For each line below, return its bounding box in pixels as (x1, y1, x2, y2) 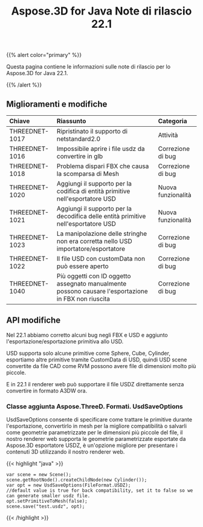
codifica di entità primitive (56, 187, 130, 195)
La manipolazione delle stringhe (56, 229, 147, 238)
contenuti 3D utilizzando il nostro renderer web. (6, 448, 125, 455)
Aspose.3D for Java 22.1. (6, 70, 68, 77)
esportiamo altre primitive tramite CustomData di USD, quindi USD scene (6, 356, 187, 363)
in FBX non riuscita (56, 295, 111, 303)
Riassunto (56, 117, 86, 125)
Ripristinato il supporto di (56, 127, 128, 135)
